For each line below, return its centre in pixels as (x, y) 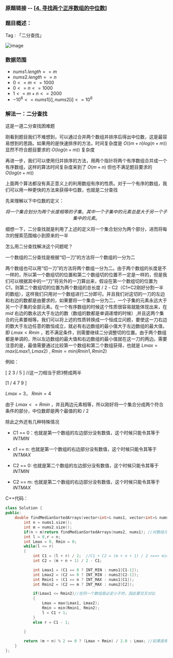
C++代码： (17, 498)
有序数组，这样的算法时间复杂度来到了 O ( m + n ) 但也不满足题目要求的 (79, 167)
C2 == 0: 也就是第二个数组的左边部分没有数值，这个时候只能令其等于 (86, 466)
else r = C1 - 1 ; (51, 622)
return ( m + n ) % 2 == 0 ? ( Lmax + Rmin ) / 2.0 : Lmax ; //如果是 (94, 641)
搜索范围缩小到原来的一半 (41, 235)
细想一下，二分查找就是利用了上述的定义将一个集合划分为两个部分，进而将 (84, 229)
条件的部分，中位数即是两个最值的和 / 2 (47, 411)
